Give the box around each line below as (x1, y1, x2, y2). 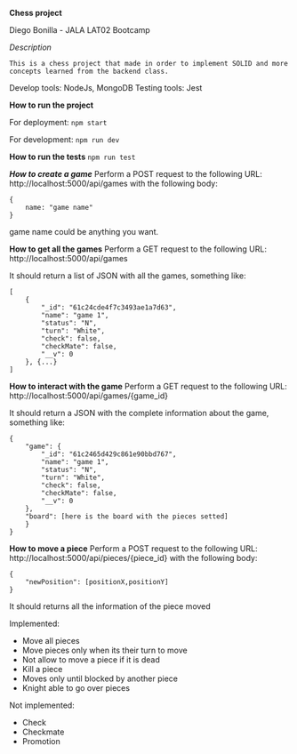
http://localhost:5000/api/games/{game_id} (9, 390, 169, 401)
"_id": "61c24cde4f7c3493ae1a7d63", (41, 303, 177, 312)
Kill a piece (21, 664, 63, 674)
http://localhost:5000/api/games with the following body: (9, 178, 218, 188)
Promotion (21, 736, 60, 746)
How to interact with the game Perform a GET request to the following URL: (9, 381, 287, 391)
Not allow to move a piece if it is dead (21, 654, 160, 665)
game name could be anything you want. (9, 227, 159, 237)
